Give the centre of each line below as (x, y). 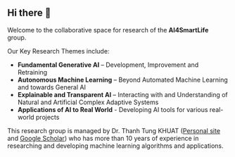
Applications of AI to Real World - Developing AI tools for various (113, 109)
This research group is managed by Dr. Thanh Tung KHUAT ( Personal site (114, 130)
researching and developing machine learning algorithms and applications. (115, 146)
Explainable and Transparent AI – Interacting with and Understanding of (123, 94)
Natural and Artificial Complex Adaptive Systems (88, 102)
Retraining (32, 72)
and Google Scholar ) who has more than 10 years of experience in (103, 138)
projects (47, 117)
